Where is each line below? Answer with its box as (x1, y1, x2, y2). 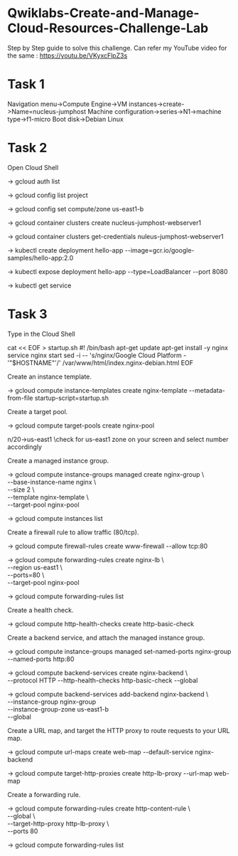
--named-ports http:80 (7, 655, 75, 663)
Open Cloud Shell (7, 163, 59, 171)
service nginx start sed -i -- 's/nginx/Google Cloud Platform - (7, 351, 187, 359)
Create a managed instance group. (7, 456, 109, 465)
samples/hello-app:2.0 (7, 253, 74, 262)
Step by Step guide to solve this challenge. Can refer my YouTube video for (7, 43, 227, 52)
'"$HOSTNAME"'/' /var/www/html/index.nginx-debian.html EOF (7, 358, 194, 367)
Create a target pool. (7, 407, 68, 416)
